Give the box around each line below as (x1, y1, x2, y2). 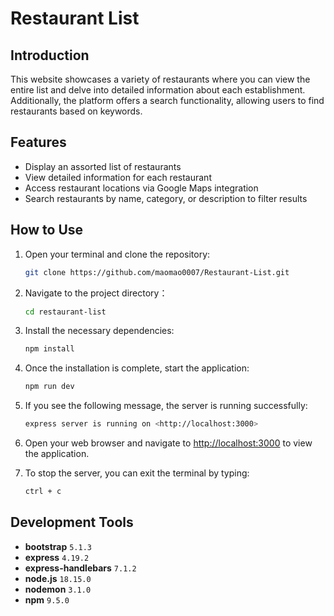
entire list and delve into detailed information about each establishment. (10, 84, 306, 96)
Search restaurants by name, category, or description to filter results (24, 192, 308, 204)
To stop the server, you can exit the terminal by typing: (24, 467, 250, 479)
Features (10, 134, 67, 151)
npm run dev (24, 382, 75, 392)
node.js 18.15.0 (24, 572, 92, 584)
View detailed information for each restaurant (24, 171, 212, 183)
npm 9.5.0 (24, 593, 70, 606)
